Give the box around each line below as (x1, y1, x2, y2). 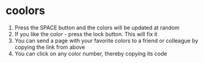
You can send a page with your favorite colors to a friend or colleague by (14, 37, 199, 44)
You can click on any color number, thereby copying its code (14, 50, 167, 57)
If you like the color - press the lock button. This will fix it (14, 30, 158, 37)
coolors (5, 4, 45, 18)
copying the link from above (14, 43, 86, 51)
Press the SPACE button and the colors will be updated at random (14, 24, 180, 31)
